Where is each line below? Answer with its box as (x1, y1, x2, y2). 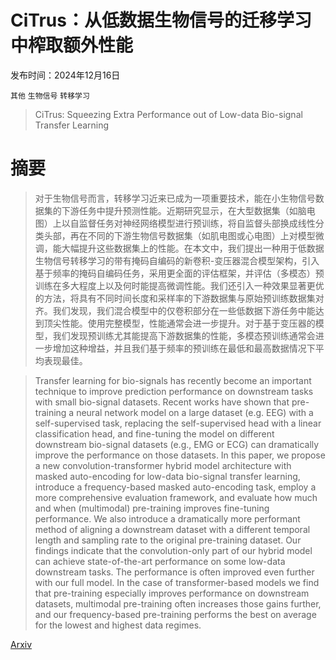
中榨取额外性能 (10, 34, 134, 57)
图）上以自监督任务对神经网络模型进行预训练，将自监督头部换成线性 (34, 217, 316, 229)
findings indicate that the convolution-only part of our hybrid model (34, 544, 313, 556)
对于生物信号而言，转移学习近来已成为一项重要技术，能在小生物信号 (34, 192, 316, 204)
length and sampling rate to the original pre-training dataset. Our (34, 534, 302, 546)
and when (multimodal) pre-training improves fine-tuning (34, 502, 270, 514)
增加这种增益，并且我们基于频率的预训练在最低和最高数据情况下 (52, 342, 316, 354)
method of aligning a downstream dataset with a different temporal (34, 523, 311, 535)
